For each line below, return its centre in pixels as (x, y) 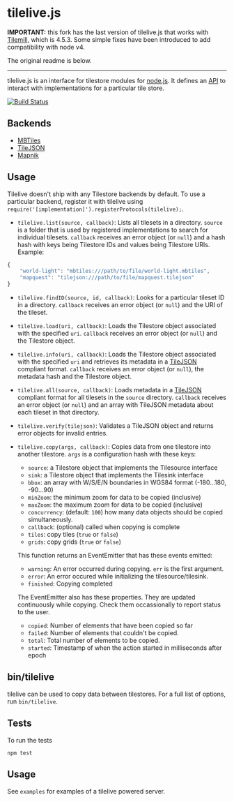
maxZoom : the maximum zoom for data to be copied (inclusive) (115, 505)
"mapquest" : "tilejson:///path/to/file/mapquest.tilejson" (107, 278)
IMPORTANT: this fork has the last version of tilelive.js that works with (108, 32)
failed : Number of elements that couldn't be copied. (103, 633)
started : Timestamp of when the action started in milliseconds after (125, 648)
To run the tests (30, 740)
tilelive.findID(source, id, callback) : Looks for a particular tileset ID (121, 297)
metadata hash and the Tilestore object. (75, 377)
